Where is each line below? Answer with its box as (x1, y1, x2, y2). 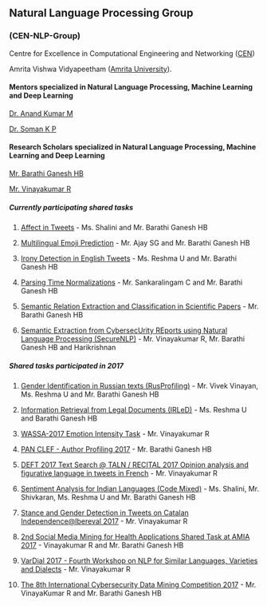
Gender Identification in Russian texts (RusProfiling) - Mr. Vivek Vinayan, (20, 381, 258, 391)
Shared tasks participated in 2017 (9, 361, 124, 370)
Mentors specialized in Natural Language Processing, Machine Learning (9, 82, 253, 92)
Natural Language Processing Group (9, 6, 194, 20)
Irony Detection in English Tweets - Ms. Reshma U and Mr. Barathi (20, 253, 238, 263)
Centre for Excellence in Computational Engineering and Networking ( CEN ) (9, 48, 256, 58)
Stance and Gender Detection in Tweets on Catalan (20, 508, 190, 518)
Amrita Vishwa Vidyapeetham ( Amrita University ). (9, 64, 172, 74)
